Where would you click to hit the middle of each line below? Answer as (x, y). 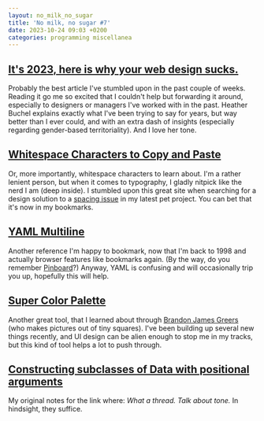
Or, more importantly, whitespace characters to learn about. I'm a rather (125, 173)
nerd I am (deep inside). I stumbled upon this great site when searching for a (132, 190)
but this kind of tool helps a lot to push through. (85, 345)
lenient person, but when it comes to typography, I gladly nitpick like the (125, 182)
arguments (35, 381)
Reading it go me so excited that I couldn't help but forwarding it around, (126, 97)
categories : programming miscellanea (70, 37)
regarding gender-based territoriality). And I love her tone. (102, 130)
